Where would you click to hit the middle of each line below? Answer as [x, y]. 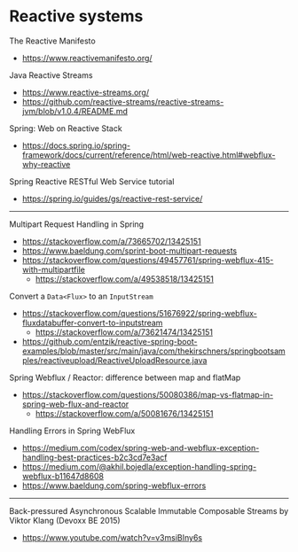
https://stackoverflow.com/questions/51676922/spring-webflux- [139, 313]
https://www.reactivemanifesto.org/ [87, 58]
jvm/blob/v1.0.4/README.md [75, 111]
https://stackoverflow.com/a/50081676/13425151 [124, 413]
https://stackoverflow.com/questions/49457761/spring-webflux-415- [148, 260]
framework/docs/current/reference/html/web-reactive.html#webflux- [149, 155]
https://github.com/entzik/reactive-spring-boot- [110, 341]
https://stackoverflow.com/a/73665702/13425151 [111, 241]
